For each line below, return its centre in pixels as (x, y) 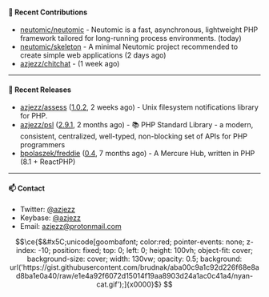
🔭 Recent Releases (40, 90)
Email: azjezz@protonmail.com (70, 226)
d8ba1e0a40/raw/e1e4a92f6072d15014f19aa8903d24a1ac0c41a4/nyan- (134, 275)
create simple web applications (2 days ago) (93, 55)
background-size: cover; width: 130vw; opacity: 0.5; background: (134, 259)
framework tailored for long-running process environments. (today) (130, 38)
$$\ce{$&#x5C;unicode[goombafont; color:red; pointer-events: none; (130, 242)
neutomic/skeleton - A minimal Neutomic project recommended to (129, 47)
